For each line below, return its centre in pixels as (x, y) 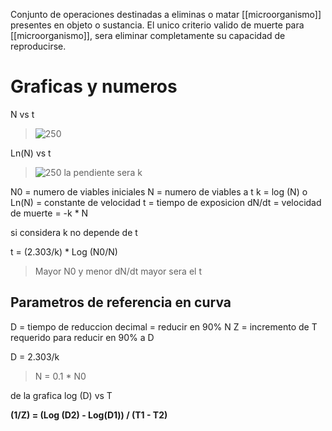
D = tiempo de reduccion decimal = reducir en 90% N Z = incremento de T (164, 326)
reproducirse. (38, 46)
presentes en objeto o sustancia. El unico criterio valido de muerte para (157, 25)
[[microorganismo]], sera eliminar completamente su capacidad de (148, 35)
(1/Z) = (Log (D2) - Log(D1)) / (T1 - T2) (89, 415)
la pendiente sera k (103, 172)
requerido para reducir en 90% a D (82, 337)
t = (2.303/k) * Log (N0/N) (64, 251)
